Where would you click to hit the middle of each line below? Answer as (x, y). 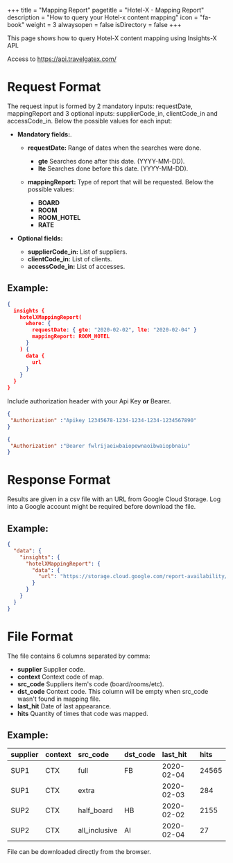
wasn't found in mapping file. (59, 699)
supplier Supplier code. (51, 669)
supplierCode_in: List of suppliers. (77, 252)
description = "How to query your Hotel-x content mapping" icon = (103, 17)
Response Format (59, 480)
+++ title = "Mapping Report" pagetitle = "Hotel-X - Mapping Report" (106, 10)
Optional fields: (40, 238)
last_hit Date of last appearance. (64, 706)
